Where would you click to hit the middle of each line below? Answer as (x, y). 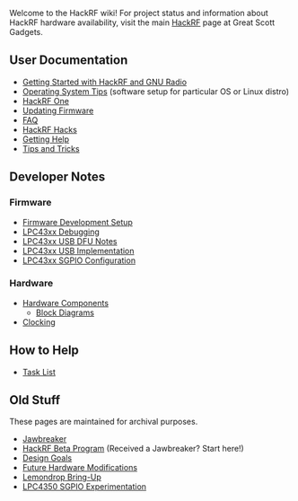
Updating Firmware (58, 110)
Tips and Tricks (51, 148)
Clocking (39, 321)
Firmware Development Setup (77, 222)
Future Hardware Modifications (79, 468)
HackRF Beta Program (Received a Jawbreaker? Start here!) (133, 449)
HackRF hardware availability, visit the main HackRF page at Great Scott (142, 22)
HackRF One (46, 101)
